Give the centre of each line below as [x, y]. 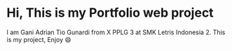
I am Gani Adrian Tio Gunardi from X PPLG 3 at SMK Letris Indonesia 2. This [116, 32]
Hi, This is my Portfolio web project [110, 13]
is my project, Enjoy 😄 [39, 39]
